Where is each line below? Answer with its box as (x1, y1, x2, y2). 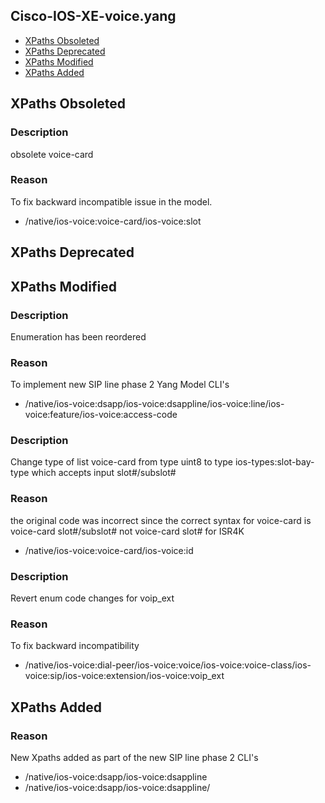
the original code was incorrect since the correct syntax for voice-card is (10, 514, 312, 526)
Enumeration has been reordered (10, 330, 147, 343)
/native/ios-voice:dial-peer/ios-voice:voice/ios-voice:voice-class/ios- (24, 659, 312, 671)
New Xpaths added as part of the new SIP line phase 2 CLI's (10, 752, 259, 764)
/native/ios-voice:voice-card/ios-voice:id (24, 544, 194, 556)
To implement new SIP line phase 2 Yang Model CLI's (10, 379, 230, 391)
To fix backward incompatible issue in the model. (10, 195, 213, 208)
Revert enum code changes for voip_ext (10, 592, 175, 604)
